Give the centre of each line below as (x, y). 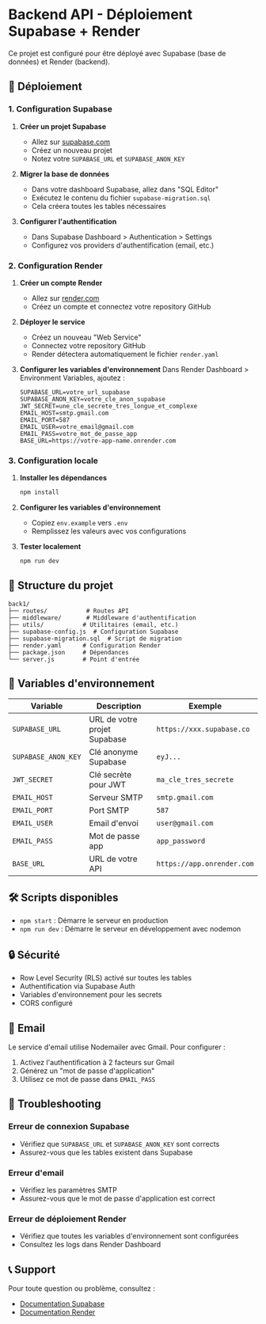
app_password (181, 841)
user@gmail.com (185, 823)
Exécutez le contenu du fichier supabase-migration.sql (121, 197)
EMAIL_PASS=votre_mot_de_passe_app (78, 434)
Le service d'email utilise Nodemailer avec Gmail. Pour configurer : (117, 1047)
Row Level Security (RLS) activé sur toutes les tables (106, 978)
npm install (39, 492)
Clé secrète (110, 775)
